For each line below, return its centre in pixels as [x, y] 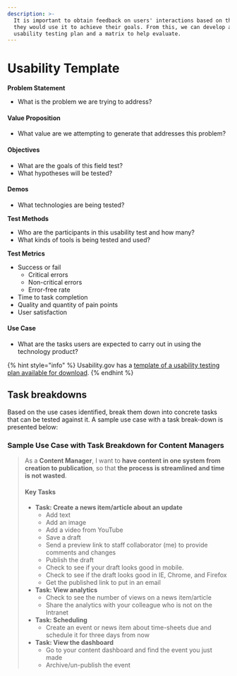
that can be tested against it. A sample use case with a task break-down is [115, 419]
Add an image [66, 523]
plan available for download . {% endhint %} [71, 373]
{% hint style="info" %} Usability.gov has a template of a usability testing [114, 365]
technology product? [48, 351]
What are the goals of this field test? [70, 165]
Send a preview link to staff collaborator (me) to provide [127, 545]
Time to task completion [53, 297]
